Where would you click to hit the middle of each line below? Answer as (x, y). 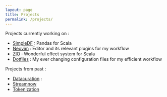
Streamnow (24, 84)
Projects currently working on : (37, 34)
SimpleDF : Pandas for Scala (42, 43)
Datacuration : (27, 79)
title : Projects (22, 15)
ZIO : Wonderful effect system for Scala (54, 54)
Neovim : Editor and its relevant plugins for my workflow (71, 49)
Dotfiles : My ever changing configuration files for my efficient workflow (87, 59)
